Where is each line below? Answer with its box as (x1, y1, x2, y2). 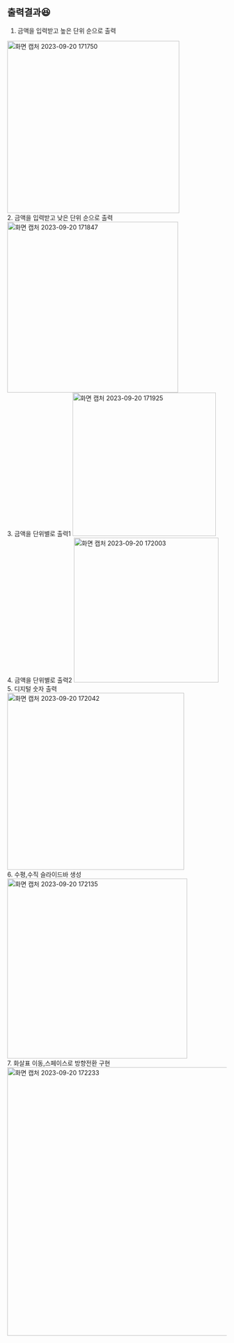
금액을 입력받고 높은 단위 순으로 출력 (17, 26, 116, 35)
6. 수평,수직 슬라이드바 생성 (7, 870, 81, 879)
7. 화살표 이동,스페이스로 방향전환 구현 (7, 1059, 111, 1067)
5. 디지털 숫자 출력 (7, 684, 57, 692)
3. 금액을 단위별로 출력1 (7, 529, 71, 538)
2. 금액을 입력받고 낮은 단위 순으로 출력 (7, 213, 114, 222)
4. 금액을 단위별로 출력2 (7, 676, 72, 684)
